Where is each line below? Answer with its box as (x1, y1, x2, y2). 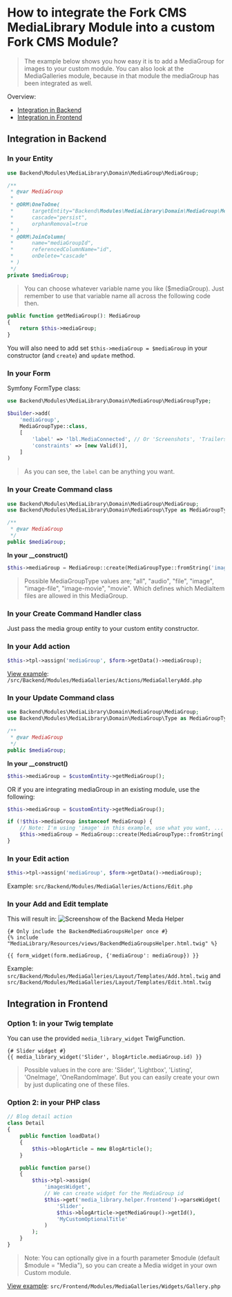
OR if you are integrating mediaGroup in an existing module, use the (7, 785, 200, 793)
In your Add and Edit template (7, 899, 109, 909)
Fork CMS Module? (7, 35, 119, 50)
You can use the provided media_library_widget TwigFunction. (7, 1034, 185, 1043)
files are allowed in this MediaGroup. (23, 592, 128, 600)
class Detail (7, 1120, 45, 1127)
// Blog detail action (7, 1113, 72, 1120)
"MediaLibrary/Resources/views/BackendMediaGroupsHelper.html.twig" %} (7, 940, 217, 947)
